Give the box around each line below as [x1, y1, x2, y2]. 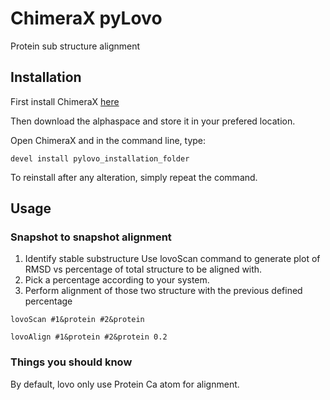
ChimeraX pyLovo [10, 7, 163, 30]
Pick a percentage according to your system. [24, 274, 210, 286]
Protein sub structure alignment [10, 40, 141, 52]
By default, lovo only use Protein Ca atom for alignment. [10, 378, 240, 390]
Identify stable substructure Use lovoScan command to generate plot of [24, 253, 321, 265]
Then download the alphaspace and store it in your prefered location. [10, 115, 296, 127]
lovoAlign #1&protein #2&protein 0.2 [10, 332, 168, 342]
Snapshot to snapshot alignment [10, 230, 172, 244]
